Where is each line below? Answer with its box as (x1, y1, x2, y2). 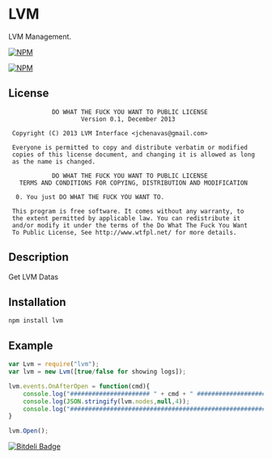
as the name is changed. (11, 157, 96, 166)
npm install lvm (8, 317, 63, 325)
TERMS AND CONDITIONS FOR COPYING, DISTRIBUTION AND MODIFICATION (19, 179, 249, 187)
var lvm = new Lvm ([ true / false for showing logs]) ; (8, 368, 186, 376)
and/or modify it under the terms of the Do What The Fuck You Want (11, 221, 249, 229)
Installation (8, 295, 66, 308)
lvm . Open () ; (8, 427, 49, 436)
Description (8, 250, 69, 264)
